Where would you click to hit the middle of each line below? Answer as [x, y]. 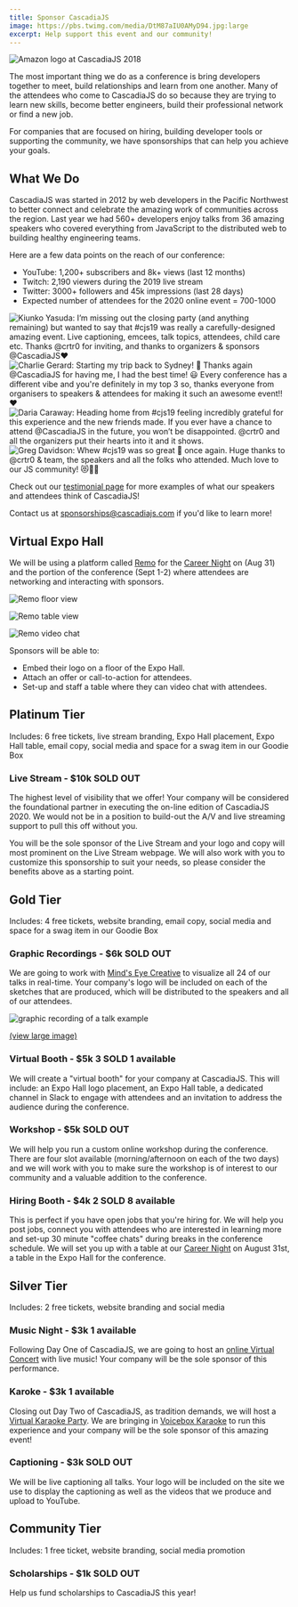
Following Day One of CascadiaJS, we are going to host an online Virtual [142, 1350]
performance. [34, 1368]
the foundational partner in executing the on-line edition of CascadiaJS [139, 808]
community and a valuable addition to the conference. [108, 1177]
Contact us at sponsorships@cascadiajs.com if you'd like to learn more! [141, 514]
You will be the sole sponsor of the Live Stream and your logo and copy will [147, 843]
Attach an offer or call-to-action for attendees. [107, 677]
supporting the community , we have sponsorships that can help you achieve [149, 141]
